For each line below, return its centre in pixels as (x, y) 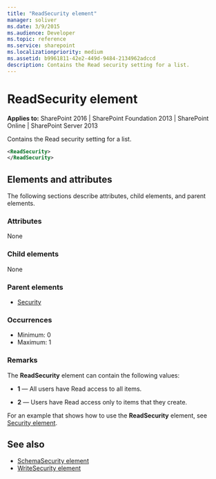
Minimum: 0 (34, 335)
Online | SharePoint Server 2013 (52, 126)
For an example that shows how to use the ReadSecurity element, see (107, 416)
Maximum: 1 (34, 342)
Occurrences (30, 320)
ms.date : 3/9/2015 (33, 26)
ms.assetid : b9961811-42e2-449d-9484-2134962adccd (81, 59)
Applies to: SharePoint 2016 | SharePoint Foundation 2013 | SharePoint (108, 118)
